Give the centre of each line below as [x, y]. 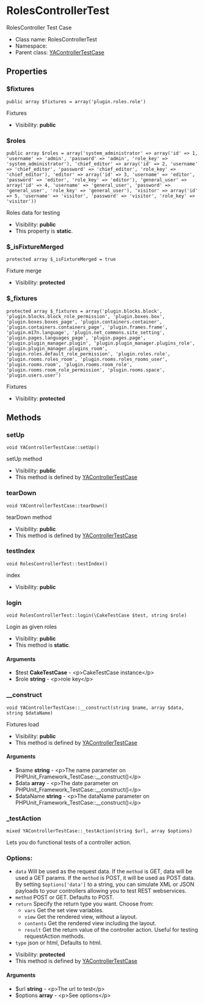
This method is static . [43, 645]
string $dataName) [30, 713]
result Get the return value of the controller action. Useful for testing [111, 930]
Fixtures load [23, 724]
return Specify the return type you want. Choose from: [84, 904]
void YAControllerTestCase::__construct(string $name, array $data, [95, 708]
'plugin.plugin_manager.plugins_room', [57, 349]
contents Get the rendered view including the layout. [90, 923]
